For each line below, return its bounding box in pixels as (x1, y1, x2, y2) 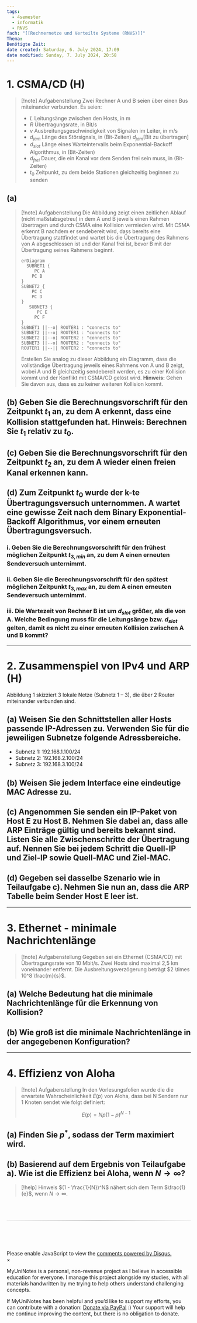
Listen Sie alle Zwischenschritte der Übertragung (6, 834, 189, 844)
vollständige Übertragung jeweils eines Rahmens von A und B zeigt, (20, 362, 184, 369)
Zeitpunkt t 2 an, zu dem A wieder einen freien (6, 457, 176, 469)
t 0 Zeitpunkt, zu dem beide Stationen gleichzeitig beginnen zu (29, 169, 179, 177)
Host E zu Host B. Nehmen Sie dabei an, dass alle (6, 816, 188, 826)
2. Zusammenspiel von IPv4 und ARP (6, 659, 190, 672)
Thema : (6, 36, 23, 42)
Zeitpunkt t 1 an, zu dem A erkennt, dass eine (6, 406, 172, 418)
